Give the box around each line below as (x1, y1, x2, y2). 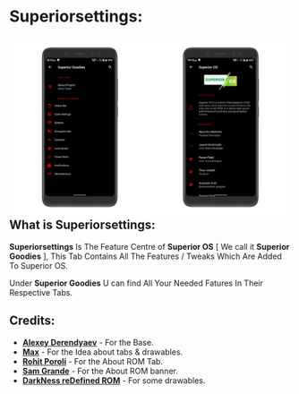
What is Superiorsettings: (9, 218, 156, 233)
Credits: (9, 313, 56, 329)
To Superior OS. (9, 260, 69, 270)
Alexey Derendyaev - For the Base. (21, 337, 154, 347)
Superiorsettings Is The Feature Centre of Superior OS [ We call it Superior (9, 241, 290, 252)
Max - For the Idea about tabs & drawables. (21, 347, 184, 357)
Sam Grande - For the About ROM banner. (21, 365, 179, 376)
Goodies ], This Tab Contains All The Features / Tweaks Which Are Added (9, 251, 282, 261)
